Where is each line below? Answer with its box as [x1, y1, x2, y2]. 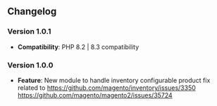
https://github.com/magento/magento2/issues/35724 [17, 91, 173, 99]
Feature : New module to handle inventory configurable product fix [17, 76, 211, 84]
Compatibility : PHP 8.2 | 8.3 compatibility [17, 42, 139, 51]
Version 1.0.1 [7, 27, 51, 37]
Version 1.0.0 [7, 60, 54, 69]
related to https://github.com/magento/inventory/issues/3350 [17, 84, 196, 92]
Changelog [7, 6, 57, 18]
